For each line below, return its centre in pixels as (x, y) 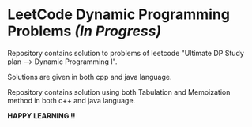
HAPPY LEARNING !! (41, 115)
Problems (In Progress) (85, 31)
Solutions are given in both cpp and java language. (90, 77)
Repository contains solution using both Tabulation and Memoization (119, 92)
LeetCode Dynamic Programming (119, 15)
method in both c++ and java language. (71, 100)
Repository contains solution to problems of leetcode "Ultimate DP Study (126, 53)
